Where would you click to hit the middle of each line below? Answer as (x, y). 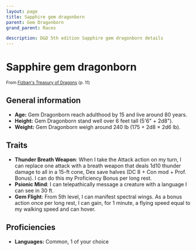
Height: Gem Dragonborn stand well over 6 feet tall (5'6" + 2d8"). (94, 121)
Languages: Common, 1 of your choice (62, 241)
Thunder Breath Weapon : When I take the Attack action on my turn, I (98, 159)
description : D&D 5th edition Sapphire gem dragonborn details (85, 39)
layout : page (22, 11)
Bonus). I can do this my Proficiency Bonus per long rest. (83, 178)
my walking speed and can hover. (55, 209)
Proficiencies (31, 227)
